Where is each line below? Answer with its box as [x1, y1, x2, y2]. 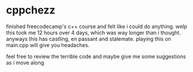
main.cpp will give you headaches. [6, 42, 90, 49]
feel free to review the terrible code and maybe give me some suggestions [6, 53, 186, 60]
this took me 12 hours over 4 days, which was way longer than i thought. [6, 29, 181, 36]
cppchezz [6, 4, 56, 17]
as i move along [6, 59, 45, 66]
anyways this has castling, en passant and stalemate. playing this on [6, 35, 171, 42]
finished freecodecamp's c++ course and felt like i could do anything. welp [6, 23, 188, 30]
